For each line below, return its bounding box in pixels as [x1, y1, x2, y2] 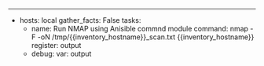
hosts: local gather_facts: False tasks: [19, 16, 141, 24]
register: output [31, 41, 82, 49]
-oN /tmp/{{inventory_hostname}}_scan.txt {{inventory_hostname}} [37, 32, 255, 42]
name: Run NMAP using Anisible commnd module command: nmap [31, 24, 249, 33]
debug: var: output [31, 49, 92, 58]
